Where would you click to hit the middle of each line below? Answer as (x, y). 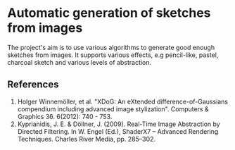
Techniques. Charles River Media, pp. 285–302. (87, 139)
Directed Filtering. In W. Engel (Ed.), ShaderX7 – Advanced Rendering (118, 131)
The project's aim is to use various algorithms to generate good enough (111, 47)
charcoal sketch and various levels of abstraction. (80, 62)
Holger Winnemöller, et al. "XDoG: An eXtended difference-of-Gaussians (123, 101)
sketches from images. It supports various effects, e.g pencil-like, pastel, (113, 55)
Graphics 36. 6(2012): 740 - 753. (65, 116)
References (33, 85)
